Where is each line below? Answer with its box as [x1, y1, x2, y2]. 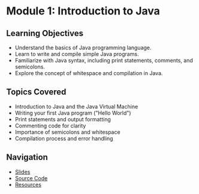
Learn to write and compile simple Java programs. [14, 50, 139, 58]
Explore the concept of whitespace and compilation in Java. [14, 70, 163, 76]
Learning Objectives [6, 28, 84, 38]
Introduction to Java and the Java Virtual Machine [14, 103, 138, 110]
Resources [14, 181, 42, 188]
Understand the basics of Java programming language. [14, 44, 152, 51]
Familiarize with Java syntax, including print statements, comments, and [14, 57, 193, 64]
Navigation [6, 152, 48, 163]
